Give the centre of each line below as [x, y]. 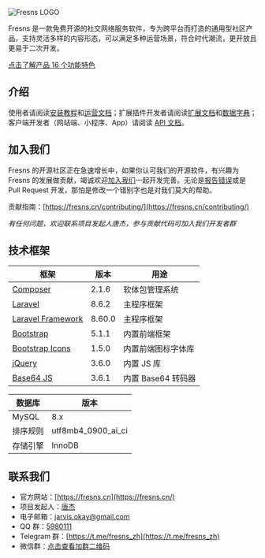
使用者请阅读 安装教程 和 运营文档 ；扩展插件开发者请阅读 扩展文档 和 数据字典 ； [132, 112]
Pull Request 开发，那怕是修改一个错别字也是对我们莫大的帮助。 [112, 190]
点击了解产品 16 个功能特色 [52, 65]
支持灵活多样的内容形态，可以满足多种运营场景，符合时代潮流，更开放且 [139, 38]
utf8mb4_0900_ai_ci [90, 431]
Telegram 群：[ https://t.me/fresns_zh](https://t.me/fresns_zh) [119, 537]
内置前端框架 [147, 334]
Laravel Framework [48, 319]
